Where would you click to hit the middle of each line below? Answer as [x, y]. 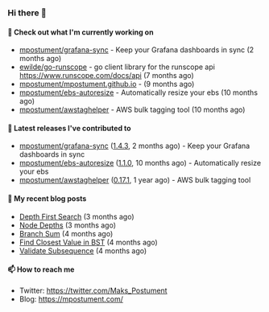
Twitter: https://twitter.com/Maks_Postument [93, 290]
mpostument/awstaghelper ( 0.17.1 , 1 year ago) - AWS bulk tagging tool [135, 180]
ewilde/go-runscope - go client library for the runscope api [117, 67]
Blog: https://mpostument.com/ [71, 299]
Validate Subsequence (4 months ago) [83, 250]
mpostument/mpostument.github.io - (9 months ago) [107, 84]
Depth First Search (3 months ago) [77, 216]
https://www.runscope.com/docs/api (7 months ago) [106, 76]
